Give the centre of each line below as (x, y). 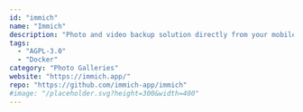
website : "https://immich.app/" (70, 77)
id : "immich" (34, 18)
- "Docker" (38, 60)
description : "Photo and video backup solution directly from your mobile (153, 34)
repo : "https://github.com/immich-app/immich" (98, 85)
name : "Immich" (38, 26)
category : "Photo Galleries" (64, 69)
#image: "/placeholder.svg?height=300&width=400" (105, 93)
